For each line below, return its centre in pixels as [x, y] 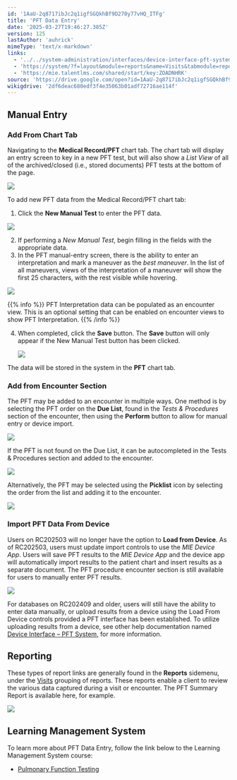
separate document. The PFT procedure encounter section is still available [116, 570]
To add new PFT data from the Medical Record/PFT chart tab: [97, 199]
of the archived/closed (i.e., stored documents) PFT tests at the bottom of [115, 165]
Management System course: [50, 755]
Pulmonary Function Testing [58, 769]
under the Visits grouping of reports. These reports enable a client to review [117, 680]
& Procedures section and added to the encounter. [80, 458]
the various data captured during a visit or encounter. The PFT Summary [113, 688]
